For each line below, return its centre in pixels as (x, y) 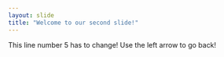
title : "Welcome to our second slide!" (73, 23)
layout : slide (31, 15)
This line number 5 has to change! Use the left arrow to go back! (112, 45)
